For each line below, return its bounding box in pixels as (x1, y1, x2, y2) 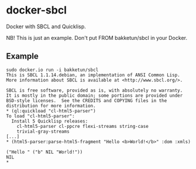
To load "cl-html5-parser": (6, 113, 75, 119)
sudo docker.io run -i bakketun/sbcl (6, 67, 99, 73)
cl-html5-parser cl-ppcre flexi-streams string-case (16, 123, 149, 129)
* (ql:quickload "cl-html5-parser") (6, 108, 96, 114)
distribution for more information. (6, 103, 96, 109)
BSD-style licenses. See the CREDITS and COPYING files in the (6, 97, 167, 103)
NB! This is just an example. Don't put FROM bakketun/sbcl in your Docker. (6, 34, 187, 41)
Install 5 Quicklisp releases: (11, 118, 88, 124)
